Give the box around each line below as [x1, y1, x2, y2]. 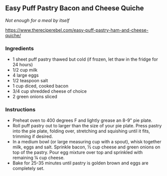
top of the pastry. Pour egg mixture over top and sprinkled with [12, 149, 143, 155]
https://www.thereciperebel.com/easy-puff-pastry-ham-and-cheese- [5, 27, 149, 33]
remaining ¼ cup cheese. [12, 155, 65, 161]
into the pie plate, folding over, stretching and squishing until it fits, [12, 128, 150, 134]
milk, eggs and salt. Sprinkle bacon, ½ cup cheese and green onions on [12, 144, 160, 150]
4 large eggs [12, 72, 39, 78]
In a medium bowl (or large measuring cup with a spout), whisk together [12, 139, 161, 145]
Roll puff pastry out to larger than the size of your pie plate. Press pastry [12, 123, 162, 129]
